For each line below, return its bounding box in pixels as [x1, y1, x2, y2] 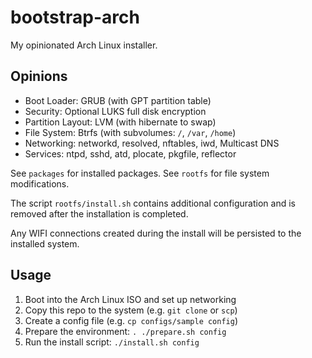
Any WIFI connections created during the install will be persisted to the [10, 227, 302, 239]
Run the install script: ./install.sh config [24, 336, 200, 348]
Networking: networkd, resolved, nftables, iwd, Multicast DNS [24, 137, 280, 149]
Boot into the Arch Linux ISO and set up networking [24, 293, 237, 305]
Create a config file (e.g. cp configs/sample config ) [24, 314, 239, 326]
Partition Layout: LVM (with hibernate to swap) [24, 116, 217, 128]
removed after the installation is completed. [10, 207, 189, 220]
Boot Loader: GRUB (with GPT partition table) [24, 94, 212, 106]
